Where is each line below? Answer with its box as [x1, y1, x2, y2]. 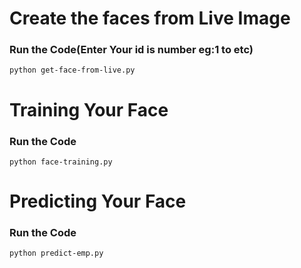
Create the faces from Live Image [9, 7, 291, 30]
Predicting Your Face [9, 190, 187, 213]
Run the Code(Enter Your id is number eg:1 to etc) [9, 43, 254, 57]
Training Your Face [9, 98, 169, 121]
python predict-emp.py [9, 248, 104, 259]
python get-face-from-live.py [9, 65, 136, 76]
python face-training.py [9, 157, 113, 167]
